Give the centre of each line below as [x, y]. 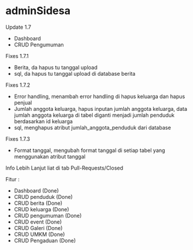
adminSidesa [38, 11]
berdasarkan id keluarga [43, 121]
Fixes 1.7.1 [17, 56]
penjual [23, 102]
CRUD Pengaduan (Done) [45, 240]
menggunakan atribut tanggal [50, 156]
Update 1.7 [18, 27]
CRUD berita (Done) [38, 203]
